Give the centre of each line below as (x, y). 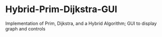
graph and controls (25, 28)
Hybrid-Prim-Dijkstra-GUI (61, 9)
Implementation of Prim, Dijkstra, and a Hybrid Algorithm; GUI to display (81, 23)
